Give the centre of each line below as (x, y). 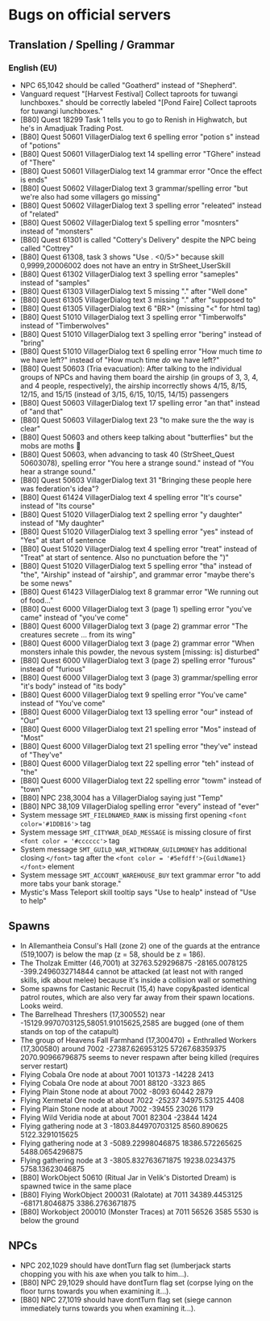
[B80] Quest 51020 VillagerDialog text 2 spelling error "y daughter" (131, 514)
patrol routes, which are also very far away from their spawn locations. (137, 997)
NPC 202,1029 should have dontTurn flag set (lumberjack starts (125, 1265)
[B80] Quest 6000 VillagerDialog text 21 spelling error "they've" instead (139, 746)
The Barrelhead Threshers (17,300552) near (93, 1014)
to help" (33, 900)
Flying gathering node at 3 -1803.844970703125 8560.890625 (124, 1125)
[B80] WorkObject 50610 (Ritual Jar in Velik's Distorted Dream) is (128, 1177)
